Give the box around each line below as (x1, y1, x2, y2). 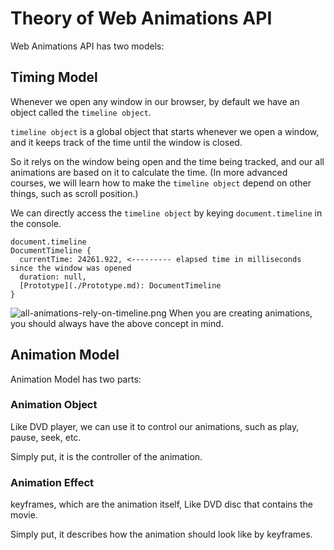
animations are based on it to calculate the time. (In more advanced (10, 166, 288, 178)
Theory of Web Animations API (10, 7, 273, 30)
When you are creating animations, (168, 307, 313, 319)
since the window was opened (10, 263, 132, 273)
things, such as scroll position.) (10, 187, 139, 199)
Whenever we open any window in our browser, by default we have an (10, 95, 300, 107)
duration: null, (19, 272, 87, 282)
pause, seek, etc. (10, 431, 82, 443)
